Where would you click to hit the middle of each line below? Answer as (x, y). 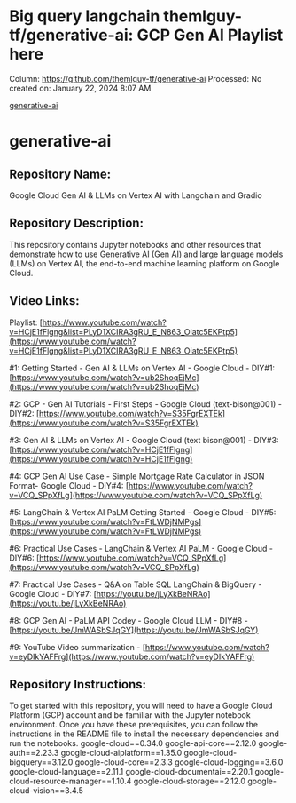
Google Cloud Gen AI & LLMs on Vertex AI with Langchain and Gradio (136, 195)
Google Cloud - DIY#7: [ (53, 593)
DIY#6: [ (24, 558)
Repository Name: (60, 174)
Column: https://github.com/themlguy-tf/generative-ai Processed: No (136, 78)
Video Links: (44, 301)
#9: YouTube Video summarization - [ (78, 647)
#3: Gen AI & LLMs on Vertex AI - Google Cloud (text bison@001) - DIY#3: (144, 440)
